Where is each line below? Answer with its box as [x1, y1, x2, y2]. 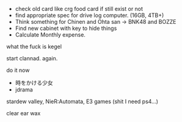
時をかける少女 [15, 79, 53, 86]
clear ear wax [6, 110, 41, 117]
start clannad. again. [6, 55, 58, 62]
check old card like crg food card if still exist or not [15, 5, 144, 12]
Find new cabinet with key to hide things [15, 24, 117, 32]
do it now [6, 66, 30, 74]
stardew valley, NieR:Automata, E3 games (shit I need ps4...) [6, 98, 159, 105]
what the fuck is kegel [6, 43, 62, 50]
